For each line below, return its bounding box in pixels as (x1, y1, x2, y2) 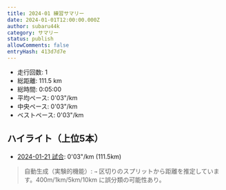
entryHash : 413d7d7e (7, 49, 67, 56)
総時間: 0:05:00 (17, 85, 62, 93)
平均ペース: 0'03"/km (17, 93, 78, 102)
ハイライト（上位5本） (7, 133, 103, 145)
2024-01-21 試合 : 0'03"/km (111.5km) (17, 152, 122, 161)
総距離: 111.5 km (17, 76, 62, 84)
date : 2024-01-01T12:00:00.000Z (7, 16, 100, 23)
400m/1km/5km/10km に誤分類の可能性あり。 (35, 176, 165, 184)
